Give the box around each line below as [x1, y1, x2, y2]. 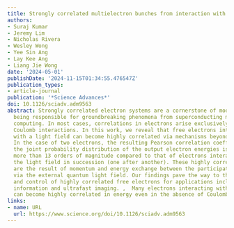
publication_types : [7, 81, 64, 88]
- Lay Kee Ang [7, 56, 49, 63]
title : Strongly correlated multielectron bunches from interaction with [7, 10, 226, 17]
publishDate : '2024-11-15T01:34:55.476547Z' [7, 74, 139, 82]
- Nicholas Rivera [7, 36, 61, 43]
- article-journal [7, 88, 61, 95]
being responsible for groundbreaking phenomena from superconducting [13, 113, 223, 120]
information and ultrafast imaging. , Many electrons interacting [13, 185, 214, 192]
